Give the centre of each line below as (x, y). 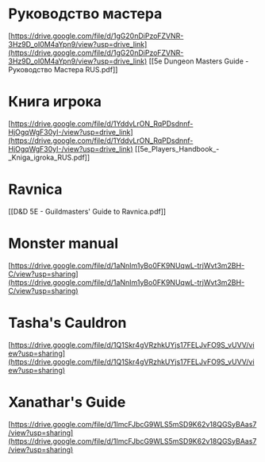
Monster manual (63, 244)
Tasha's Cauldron (67, 323)
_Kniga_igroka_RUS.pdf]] (49, 157)
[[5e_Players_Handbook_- (177, 148)
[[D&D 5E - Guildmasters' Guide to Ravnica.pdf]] (87, 211)
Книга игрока (55, 102)
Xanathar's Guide (67, 402)
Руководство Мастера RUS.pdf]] (63, 69)
